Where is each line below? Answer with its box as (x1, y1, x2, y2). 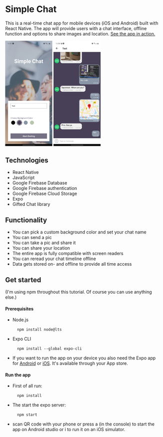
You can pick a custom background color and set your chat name (12, 229, 147, 235)
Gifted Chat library (12, 201, 51, 207)
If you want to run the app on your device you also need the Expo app (12, 355, 156, 361)
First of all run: (12, 383, 42, 389)
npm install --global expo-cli (17, 346, 82, 351)
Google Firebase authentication (12, 185, 77, 191)
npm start (17, 412, 37, 417)
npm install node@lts (17, 327, 62, 332)
